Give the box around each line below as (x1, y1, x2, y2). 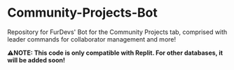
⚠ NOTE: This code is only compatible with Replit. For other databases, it (7, 49, 223, 57)
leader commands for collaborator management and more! (7, 35, 177, 43)
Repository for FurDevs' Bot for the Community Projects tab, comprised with (7, 28, 228, 36)
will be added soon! (7, 55, 65, 64)
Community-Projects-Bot (7, 5, 158, 21)
